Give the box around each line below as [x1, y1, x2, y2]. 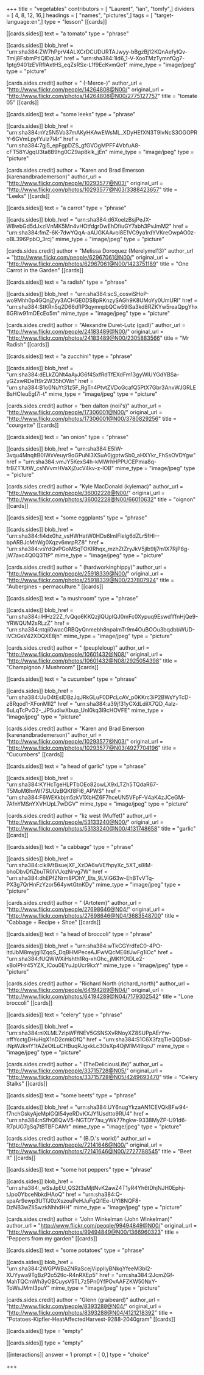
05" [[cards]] [6, 99, 39, 106]
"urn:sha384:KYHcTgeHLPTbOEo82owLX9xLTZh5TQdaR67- [6, 781, 159, 788]
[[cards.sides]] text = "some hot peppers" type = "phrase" [6, 1166, 153, 1173]
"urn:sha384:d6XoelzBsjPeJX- [74, 216, 152, 223]
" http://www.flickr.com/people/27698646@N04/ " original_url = [6, 906, 165, 913]
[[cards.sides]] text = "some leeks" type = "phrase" [6, 111, 136, 118]
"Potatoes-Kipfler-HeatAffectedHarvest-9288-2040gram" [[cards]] [6, 1315, 175, 1323]
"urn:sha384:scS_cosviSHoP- [74, 290, 149, 297]
